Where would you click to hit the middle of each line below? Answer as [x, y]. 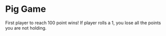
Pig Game [26, 9]
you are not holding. [26, 28]
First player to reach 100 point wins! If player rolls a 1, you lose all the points [83, 23]
